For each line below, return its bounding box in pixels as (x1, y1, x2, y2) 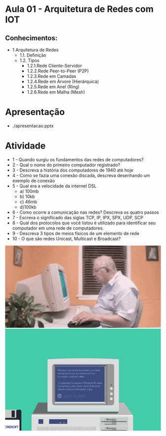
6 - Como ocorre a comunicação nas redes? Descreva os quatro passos (12, 209, 159, 215)
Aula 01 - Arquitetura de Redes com (5, 3, 154, 15)
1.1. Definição (19, 52, 46, 58)
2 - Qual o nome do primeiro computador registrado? (12, 162, 121, 168)
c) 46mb (19, 198, 38, 204)
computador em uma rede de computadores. (12, 225, 104, 231)
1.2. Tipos (19, 58, 40, 63)
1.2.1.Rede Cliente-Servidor (27, 63, 83, 68)
